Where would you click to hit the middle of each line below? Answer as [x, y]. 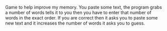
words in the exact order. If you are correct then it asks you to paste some [81, 18]
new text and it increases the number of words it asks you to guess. [75, 23]
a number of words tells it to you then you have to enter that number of [78, 12]
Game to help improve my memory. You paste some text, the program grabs [83, 7]
